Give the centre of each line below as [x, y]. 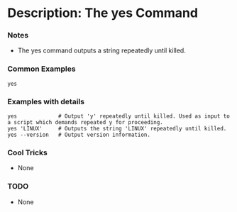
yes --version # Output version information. [79, 135]
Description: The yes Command [103, 13]
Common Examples [42, 69]
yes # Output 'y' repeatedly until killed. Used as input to [119, 116]
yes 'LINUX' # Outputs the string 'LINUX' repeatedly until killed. [117, 129]
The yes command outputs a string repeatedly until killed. [101, 50]
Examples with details [46, 101]
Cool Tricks [27, 152]
